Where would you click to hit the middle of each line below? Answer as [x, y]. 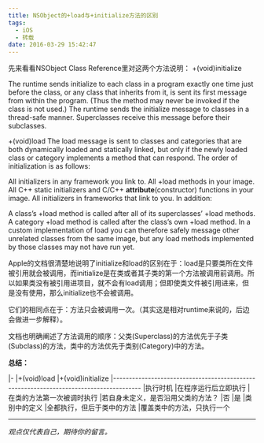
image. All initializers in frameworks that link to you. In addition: [110, 199]
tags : [17, 23]
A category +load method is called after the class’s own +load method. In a [130, 222]
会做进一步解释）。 [37, 319]
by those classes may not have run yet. [71, 247]
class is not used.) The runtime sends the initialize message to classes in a [129, 109]
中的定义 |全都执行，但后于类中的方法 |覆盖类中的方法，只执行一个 [122, 408]
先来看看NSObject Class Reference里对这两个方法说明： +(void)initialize [125, 69]
